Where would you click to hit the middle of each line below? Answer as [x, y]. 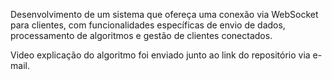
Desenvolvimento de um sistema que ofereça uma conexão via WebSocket [164, 14]
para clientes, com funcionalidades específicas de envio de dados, [148, 25]
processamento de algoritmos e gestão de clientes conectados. [141, 35]
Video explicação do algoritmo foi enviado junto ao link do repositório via [160, 55]
